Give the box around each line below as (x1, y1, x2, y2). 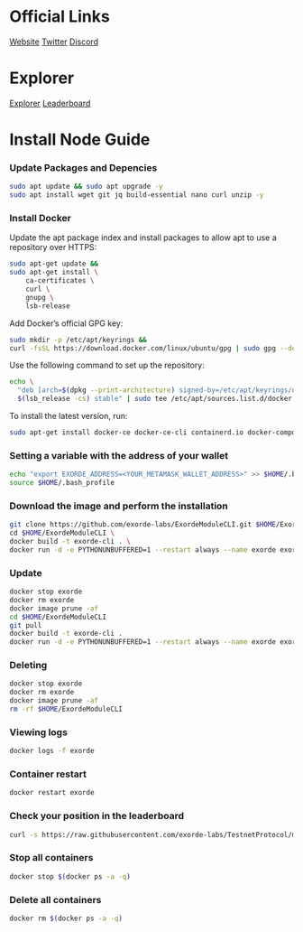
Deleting (9, 659, 48, 672)
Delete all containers (9, 893, 102, 906)
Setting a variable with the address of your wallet (9, 449, 228, 461)
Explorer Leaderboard (9, 98, 91, 108)
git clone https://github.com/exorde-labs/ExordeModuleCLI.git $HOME (9, 520, 277, 529)
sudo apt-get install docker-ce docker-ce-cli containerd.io (9, 428, 244, 437)
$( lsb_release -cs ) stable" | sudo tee (17, 395, 168, 404)
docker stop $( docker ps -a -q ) (9, 871, 131, 881)
